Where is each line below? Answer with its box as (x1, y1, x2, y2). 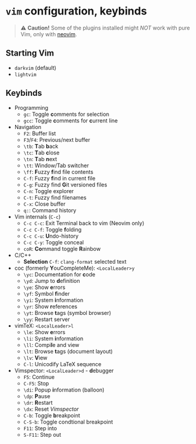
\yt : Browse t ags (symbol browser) (23, 309, 112, 316)
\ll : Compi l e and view (23, 341, 80, 348)
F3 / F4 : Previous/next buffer (23, 136, 90, 143)
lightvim (14, 71, 37, 78)
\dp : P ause (23, 392, 51, 399)
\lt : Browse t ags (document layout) (23, 347, 113, 355)
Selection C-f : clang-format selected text (23, 258, 127, 265)
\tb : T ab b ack (23, 142, 58, 150)
